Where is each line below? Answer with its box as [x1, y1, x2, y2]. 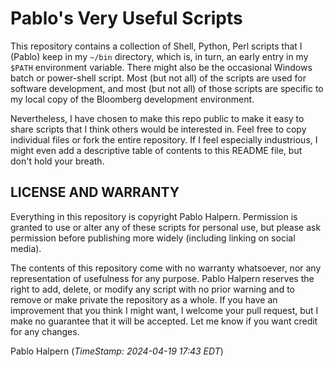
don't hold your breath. [10, 155, 105, 167]
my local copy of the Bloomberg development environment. [10, 93, 255, 105]
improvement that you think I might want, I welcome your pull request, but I [10, 304, 319, 316]
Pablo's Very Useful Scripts [10, 7, 243, 30]
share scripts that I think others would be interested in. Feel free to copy [10, 123, 307, 135]
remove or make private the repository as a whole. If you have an [10, 293, 278, 306]
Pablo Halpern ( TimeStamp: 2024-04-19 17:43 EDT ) [10, 345, 224, 357]
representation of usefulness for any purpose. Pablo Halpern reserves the [10, 272, 315, 284]
